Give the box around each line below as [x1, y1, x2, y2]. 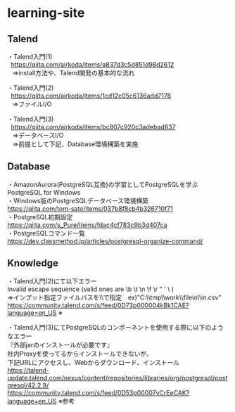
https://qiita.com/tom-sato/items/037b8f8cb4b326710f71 [7, 204, 174, 212]
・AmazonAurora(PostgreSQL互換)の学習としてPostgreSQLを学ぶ [7, 180, 198, 188]
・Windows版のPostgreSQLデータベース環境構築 [7, 196, 149, 205]
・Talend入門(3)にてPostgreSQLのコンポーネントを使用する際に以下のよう [7, 323, 224, 331]
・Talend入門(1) [7, 53, 53, 60]
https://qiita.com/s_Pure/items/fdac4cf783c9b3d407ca [7, 220, 167, 229]
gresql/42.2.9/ [7, 381, 49, 390]
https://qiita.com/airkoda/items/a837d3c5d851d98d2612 [10, 60, 174, 68]
